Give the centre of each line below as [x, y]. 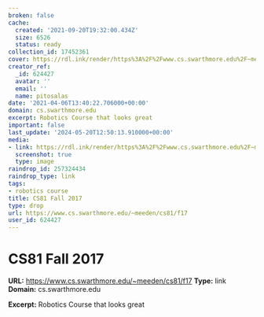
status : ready [38, 45]
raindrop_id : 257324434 [47, 169]
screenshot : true [44, 154]
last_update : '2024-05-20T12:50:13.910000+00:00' [91, 132]
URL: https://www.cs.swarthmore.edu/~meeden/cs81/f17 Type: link [117, 281]
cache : [19, 23]
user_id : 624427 [35, 220]
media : [19, 140]
